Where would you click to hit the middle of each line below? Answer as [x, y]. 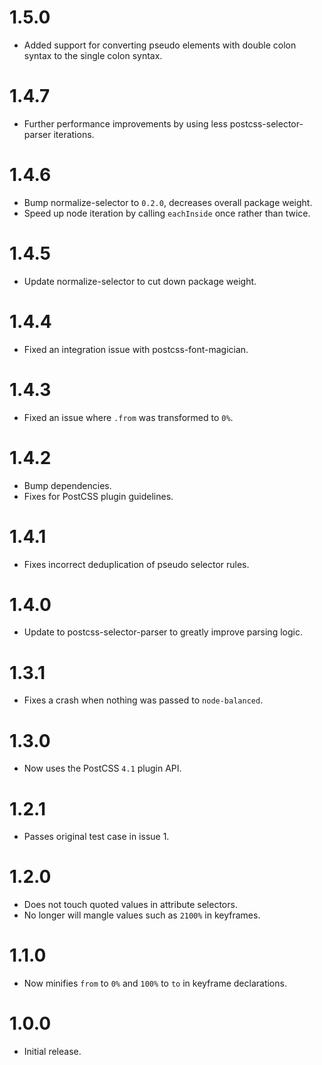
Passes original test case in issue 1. [96, 837]
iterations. [74, 134]
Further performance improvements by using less [125, 123]
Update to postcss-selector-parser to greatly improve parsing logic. [163, 632]
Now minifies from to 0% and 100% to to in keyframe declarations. [155, 983]
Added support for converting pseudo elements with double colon [160, 45]
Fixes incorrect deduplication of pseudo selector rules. [136, 564]
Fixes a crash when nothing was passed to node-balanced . [143, 700]
